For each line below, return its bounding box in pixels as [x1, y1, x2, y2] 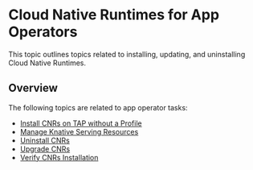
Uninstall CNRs [19, 135, 70, 145]
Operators [8, 23, 78, 41]
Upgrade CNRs [19, 143, 71, 154]
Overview [8, 81, 59, 95]
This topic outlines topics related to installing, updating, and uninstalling [8, 49, 246, 59]
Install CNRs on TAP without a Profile [19, 118, 142, 128]
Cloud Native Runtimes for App [8, 6, 219, 24]
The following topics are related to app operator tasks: [8, 102, 188, 112]
